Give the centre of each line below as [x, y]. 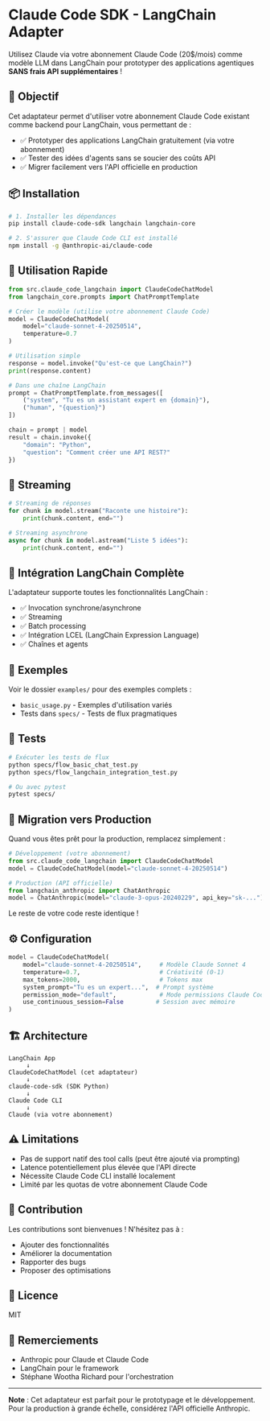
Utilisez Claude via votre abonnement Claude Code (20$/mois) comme [125, 54]
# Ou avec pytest [37, 787]
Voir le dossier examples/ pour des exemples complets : [100, 689]
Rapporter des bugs [53, 1262]
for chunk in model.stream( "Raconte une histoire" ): [98, 511]
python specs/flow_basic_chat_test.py [73, 765]
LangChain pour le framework [69, 1368]
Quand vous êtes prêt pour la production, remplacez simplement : [117, 839]
